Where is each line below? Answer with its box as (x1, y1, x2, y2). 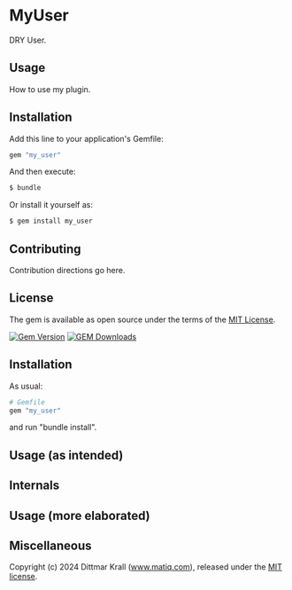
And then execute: (9, 166, 76, 177)
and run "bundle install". (9, 422, 97, 433)
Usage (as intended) (9, 447, 124, 462)
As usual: (9, 381, 43, 391)
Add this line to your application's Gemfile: (9, 133, 164, 144)
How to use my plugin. (9, 83, 91, 94)
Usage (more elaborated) (9, 507, 150, 523)
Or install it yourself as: (9, 200, 93, 210)
